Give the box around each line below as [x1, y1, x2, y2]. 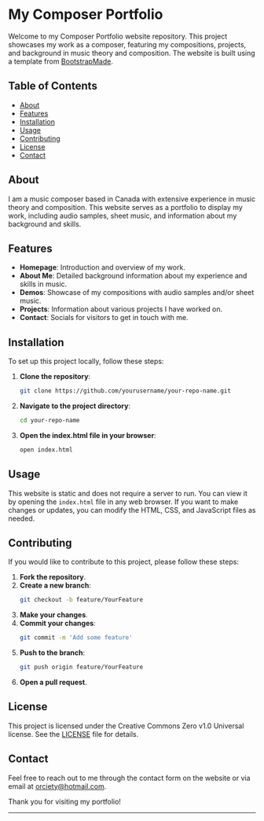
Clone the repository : [19, 372, 91, 381]
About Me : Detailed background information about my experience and [19, 271, 247, 281]
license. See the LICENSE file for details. [8, 729, 139, 738]
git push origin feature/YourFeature [19, 663, 144, 672]
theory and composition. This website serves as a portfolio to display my [8, 202, 244, 212]
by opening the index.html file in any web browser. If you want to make [8, 497, 239, 506]
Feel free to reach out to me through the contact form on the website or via [8, 773, 251, 782]
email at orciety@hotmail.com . [8, 781, 107, 791]
